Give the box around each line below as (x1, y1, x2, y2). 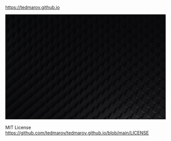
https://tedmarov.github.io (5, 5, 60, 10)
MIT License (5, 124, 32, 130)
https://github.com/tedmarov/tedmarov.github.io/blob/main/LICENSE (5, 129, 149, 136)
